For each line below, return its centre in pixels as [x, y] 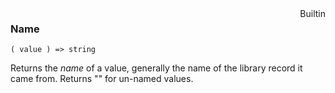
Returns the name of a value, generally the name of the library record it [156, 68]
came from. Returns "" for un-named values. [102, 79]
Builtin [312, 13]
